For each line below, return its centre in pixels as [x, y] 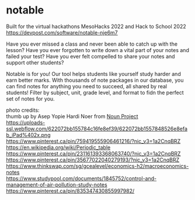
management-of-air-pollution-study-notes [57, 184]
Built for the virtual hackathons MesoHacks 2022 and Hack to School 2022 [96, 26]
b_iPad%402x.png [28, 135]
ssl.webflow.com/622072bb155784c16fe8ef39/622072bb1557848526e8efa [97, 129]
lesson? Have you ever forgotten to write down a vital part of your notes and [98, 50]
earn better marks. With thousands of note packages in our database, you [95, 80]
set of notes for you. [30, 99]
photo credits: [23, 110]
